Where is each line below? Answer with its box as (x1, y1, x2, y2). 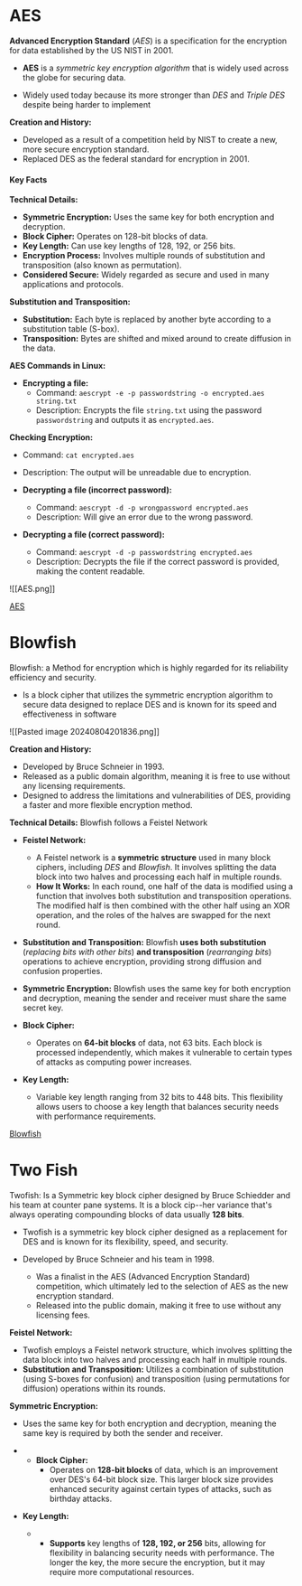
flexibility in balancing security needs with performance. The (49, 1547, 275, 1559)
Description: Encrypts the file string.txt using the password (35, 405, 262, 416)
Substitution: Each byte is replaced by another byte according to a (22, 314, 272, 325)
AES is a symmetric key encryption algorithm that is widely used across (22, 62, 289, 73)
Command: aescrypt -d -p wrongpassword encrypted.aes (35, 502, 250, 513)
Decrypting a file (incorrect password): (22, 484, 173, 495)
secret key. (22, 1002, 64, 1013)
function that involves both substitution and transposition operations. (35, 891, 292, 902)
